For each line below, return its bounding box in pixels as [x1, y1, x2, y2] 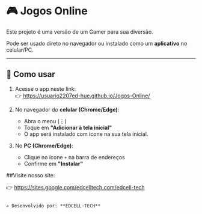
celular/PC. [6, 46, 34, 53]
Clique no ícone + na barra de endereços [23, 153, 125, 160]
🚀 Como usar [6, 69, 55, 79]
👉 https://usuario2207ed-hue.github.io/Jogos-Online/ [14, 92, 150, 99]
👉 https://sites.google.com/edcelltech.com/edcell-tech [6, 183, 145, 191]
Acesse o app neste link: [14, 85, 76, 93]
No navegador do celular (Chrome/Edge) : [14, 106, 120, 113]
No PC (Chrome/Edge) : [14, 142, 73, 149]
